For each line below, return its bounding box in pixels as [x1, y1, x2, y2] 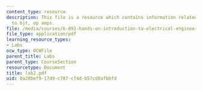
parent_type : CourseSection [6, 59, 77, 65]
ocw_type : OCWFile [6, 48, 52, 54]
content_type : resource [6, 8, 66, 15]
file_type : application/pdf [6, 31, 77, 37]
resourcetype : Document [6, 64, 66, 71]
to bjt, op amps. [11, 20, 55, 26]
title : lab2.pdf [6, 70, 47, 76]
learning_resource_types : [6, 37, 71, 43]
